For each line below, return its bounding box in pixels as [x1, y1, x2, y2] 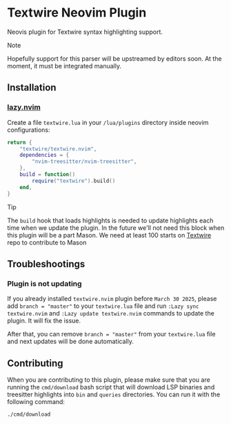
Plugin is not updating [7, 278, 82, 288]
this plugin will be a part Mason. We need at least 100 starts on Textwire [7, 231, 212, 239]
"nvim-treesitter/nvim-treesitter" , [32, 158, 137, 165]
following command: [7, 398, 66, 405]
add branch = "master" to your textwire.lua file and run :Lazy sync [7, 302, 199, 310]
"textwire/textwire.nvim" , [19, 145, 97, 153]
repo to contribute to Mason [7, 238, 87, 247]
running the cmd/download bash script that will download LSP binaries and [7, 383, 215, 391]
